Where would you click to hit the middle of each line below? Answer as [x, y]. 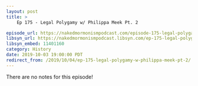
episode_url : [22, 33]
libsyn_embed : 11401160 [35, 44]
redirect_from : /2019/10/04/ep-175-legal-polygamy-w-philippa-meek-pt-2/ [99, 60]
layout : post [22, 11]
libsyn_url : [21, 39]
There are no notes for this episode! [49, 77]
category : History [29, 49]
